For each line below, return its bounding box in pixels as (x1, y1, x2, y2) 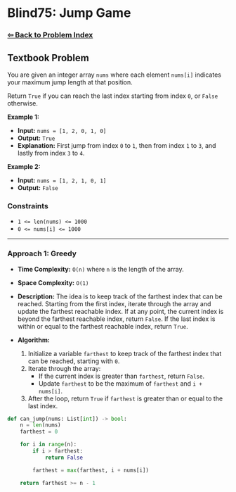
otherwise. (7, 99, 39, 107)
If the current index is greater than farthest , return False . (38, 372, 205, 380)
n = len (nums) (20, 422, 61, 429)
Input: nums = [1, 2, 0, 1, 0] (17, 126, 107, 134)
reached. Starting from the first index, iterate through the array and (17, 299, 211, 308)
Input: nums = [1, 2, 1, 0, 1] (17, 176, 107, 184)
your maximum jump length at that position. (7, 77, 133, 86)
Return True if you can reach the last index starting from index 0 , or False (7, 92, 218, 100)
